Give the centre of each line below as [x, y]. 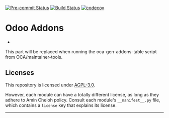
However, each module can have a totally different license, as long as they [82, 94]
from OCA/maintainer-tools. [34, 57]
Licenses [20, 73]
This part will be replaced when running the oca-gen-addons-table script [81, 51]
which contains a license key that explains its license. [61, 105]
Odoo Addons [35, 28]
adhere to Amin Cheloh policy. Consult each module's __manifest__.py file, [83, 100]
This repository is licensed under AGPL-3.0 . [50, 85]
